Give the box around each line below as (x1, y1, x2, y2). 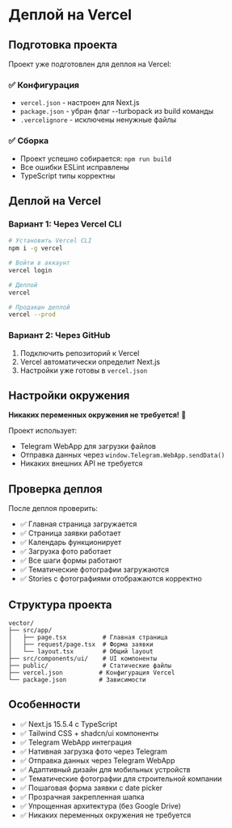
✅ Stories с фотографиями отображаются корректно (19, 574, 202, 584)
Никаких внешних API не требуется (19, 458, 143, 468)
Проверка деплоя (8, 482, 103, 496)
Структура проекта (8, 598, 112, 611)
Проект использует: (8, 426, 78, 436)
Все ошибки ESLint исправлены (19, 162, 129, 171)
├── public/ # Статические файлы (8, 661, 172, 670)
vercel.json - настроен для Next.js (19, 98, 140, 108)
